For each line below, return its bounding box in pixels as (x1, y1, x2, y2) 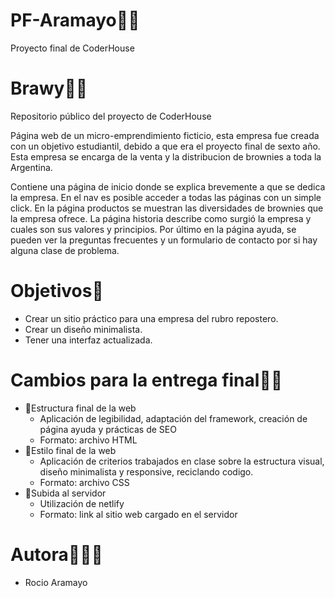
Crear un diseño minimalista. (24, 323, 143, 335)
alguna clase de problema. (10, 244, 120, 256)
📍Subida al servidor (24, 487, 107, 499)
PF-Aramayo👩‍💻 (10, 9, 140, 32)
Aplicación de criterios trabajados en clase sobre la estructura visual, (39, 455, 325, 467)
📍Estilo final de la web (24, 444, 117, 456)
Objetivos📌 (10, 280, 104, 303)
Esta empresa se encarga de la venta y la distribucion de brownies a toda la (10, 150, 322, 163)
